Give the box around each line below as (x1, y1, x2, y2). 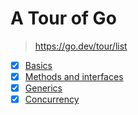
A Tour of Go (10, 7, 117, 30)
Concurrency (24, 93, 80, 106)
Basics (24, 59, 53, 71)
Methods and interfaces (24, 71, 124, 82)
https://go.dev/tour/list (34, 40, 128, 52)
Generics (24, 82, 63, 94)
